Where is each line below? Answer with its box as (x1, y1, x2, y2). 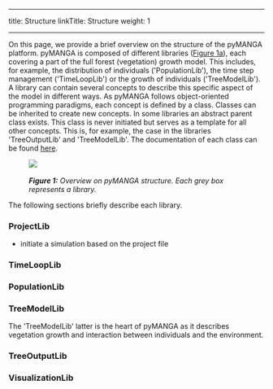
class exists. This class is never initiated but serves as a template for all (8, 117, 247, 127)
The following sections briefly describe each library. (8, 200, 183, 210)
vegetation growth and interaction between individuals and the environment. (8, 330, 264, 340)
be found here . (8, 143, 58, 153)
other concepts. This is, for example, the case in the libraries (8, 126, 211, 135)
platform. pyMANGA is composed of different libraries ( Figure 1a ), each (8, 48, 246, 58)
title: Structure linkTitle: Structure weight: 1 (8, 16, 150, 25)
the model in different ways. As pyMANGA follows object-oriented (8, 91, 229, 101)
